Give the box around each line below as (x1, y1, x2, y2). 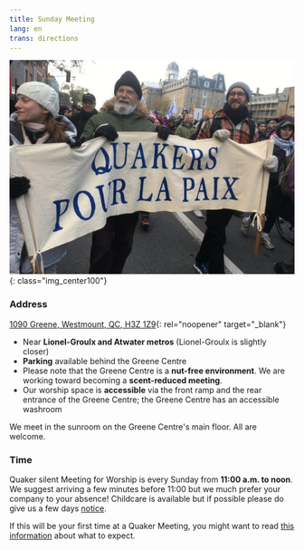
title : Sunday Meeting (9, 14, 95, 24)
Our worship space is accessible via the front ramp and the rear (22, 384, 262, 395)
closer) (22, 345, 50, 357)
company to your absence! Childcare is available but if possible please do (9, 493, 285, 504)
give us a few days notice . (9, 503, 107, 514)
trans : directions (9, 34, 79, 43)
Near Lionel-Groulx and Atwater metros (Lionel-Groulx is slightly (22, 336, 267, 347)
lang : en (9, 24, 43, 34)
